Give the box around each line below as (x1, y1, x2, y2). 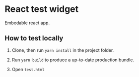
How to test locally (4, 34, 64, 42)
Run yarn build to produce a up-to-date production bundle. (11, 57, 135, 63)
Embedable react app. (4, 20, 50, 26)
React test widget (4, 3, 79, 15)
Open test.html (11, 66, 45, 72)
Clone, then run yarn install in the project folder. (11, 47, 114, 53)
